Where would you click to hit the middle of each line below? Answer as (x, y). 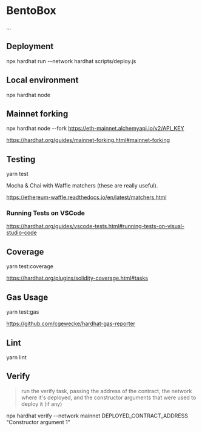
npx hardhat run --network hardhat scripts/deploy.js (71, 61)
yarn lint (16, 357)
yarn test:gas (23, 312)
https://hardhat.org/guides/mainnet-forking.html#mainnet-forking (88, 140)
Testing (21, 159)
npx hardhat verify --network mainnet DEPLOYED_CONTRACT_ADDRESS (97, 416)
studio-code (22, 233)
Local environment (42, 80)
